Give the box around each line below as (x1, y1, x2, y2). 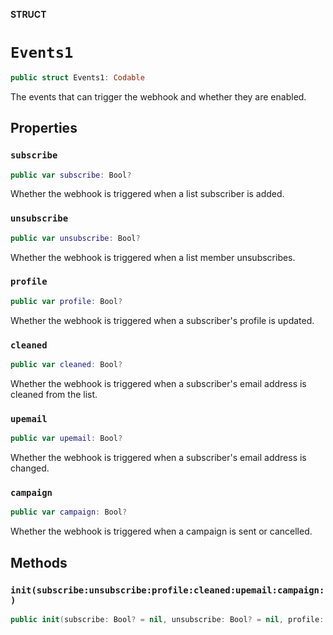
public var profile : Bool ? (10, 296, 123, 306)
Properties (10, 120, 78, 137)
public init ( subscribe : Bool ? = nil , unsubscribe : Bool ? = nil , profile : (10, 614, 325, 624)
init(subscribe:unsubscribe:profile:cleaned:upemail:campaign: (10, 584, 325, 596)
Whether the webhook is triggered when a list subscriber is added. (10, 188, 285, 200)
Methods (10, 554, 68, 571)
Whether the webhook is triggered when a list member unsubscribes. (10, 251, 296, 263)
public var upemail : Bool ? (10, 434, 123, 444)
